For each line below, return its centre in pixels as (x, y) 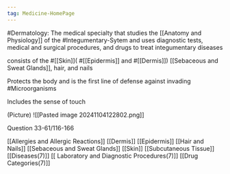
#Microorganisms (32, 88)
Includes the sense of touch (46, 101)
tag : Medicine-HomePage (41, 13)
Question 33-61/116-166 (40, 128)
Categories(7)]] (29, 163)
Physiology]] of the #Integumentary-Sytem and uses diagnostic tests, (105, 40)
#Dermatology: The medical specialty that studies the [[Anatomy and (104, 33)
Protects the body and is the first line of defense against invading (99, 81)
